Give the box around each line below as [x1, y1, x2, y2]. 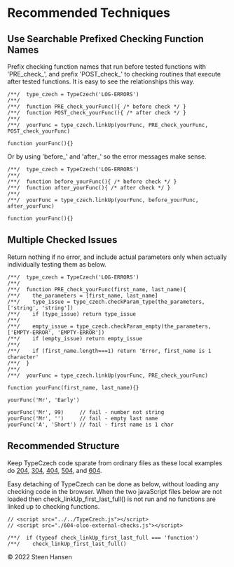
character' [7, 353, 39, 361]
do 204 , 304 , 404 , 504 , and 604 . [7, 466, 102, 474]
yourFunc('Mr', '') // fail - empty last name [7, 415, 158, 422]
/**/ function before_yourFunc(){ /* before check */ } [7, 178, 177, 185]
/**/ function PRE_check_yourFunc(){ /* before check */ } [7, 103, 187, 110]
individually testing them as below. [7, 260, 107, 268]
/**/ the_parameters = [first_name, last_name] [7, 292, 158, 299]
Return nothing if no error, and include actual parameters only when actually [7, 253, 228, 261]
